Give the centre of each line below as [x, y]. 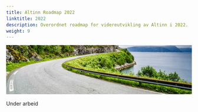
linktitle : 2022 [26, 18]
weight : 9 [18, 31]
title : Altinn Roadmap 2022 [41, 12]
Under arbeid [22, 103]
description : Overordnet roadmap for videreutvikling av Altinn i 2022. [97, 25]
